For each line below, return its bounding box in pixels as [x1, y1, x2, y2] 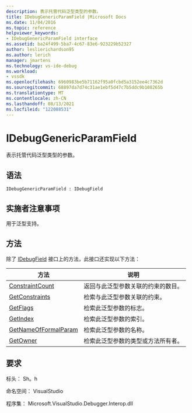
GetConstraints [9, 293, 51, 301]
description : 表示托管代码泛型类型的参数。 [6, 8, 101, 15]
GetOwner [9, 336, 37, 345]
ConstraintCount [9, 282, 54, 290]
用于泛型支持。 [6, 220, 42, 227]
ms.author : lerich [6, 52, 51, 58]
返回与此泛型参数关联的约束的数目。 [83, 282, 183, 290]
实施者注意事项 [6, 203, 60, 213]
